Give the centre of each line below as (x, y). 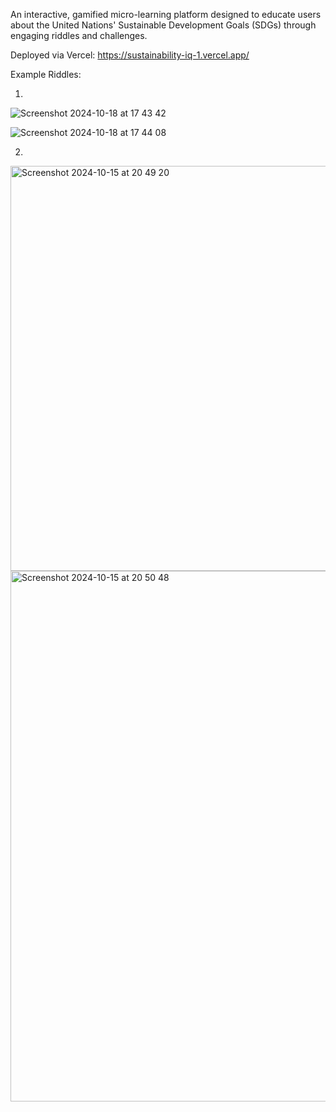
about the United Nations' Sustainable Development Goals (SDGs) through (163, 25)
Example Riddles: (46, 74)
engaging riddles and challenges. (79, 35)
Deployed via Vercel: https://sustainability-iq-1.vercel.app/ (130, 55)
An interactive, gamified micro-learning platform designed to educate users (166, 14)
